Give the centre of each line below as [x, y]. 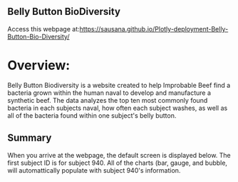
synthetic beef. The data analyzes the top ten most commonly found [108, 100]
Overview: [39, 65]
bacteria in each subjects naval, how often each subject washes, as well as [118, 108]
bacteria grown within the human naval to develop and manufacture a [109, 93]
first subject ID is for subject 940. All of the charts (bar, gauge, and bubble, [118, 163]
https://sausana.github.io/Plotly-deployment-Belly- [154, 29]
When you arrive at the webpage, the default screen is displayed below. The [119, 155]
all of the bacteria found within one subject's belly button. [92, 115]
